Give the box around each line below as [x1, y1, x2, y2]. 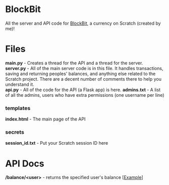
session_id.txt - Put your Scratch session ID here [5, 140, 108, 146]
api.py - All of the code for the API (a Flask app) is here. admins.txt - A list [5, 87, 160, 93]
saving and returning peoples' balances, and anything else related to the [5, 71, 156, 77]
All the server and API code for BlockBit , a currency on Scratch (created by [5, 20, 161, 26]
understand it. [5, 81, 34, 87]
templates [5, 104, 31, 111]
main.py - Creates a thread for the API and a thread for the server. [5, 59, 143, 66]
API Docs [5, 158, 44, 169]
